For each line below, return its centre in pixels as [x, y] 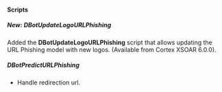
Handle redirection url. [49, 82]
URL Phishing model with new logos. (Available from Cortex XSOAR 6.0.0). [112, 49]
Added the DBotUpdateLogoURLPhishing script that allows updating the [110, 42]
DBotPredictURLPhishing [44, 65]
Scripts [18, 10]
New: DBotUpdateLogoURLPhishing [59, 25]
